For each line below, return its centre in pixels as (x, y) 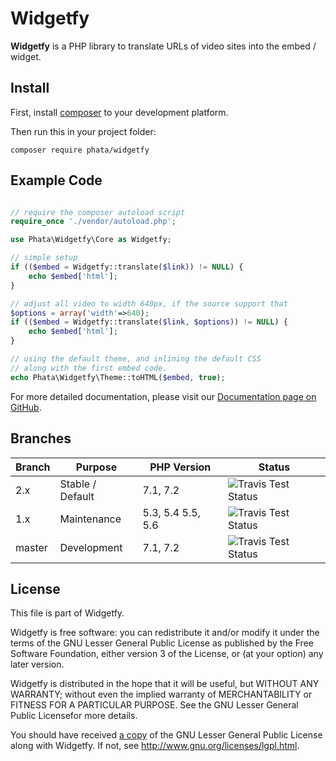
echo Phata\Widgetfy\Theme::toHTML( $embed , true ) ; (118, 377)
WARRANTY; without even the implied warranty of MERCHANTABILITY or (161, 694)
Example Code (56, 180)
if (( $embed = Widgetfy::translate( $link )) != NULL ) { (127, 267)
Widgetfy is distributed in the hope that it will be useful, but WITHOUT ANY (165, 684)
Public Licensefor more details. (74, 716)
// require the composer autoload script (98, 212)
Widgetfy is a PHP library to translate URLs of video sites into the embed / (163, 46)
